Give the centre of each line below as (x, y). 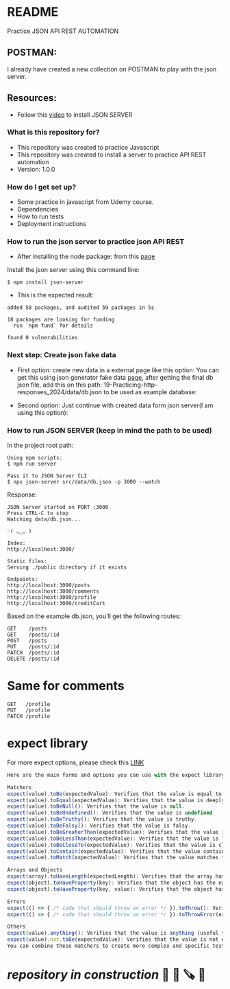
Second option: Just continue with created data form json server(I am (115, 405)
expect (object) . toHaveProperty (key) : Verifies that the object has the (111, 883)
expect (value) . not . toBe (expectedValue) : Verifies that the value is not (113, 940)
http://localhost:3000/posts (49, 586)
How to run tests (40, 216)
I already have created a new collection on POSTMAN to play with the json (112, 69)
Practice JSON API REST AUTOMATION (63, 31)
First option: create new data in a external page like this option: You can (118, 370)
